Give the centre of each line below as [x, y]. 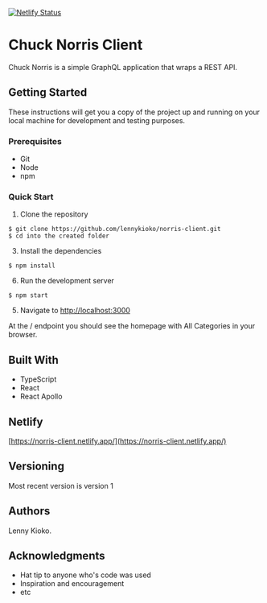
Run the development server [67, 281]
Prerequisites [35, 141]
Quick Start [31, 196]
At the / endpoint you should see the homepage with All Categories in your [132, 326]
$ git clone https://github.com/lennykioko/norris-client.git [115, 229]
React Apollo [41, 396]
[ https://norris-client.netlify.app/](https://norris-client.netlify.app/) [117, 441]
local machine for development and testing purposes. [97, 120]
